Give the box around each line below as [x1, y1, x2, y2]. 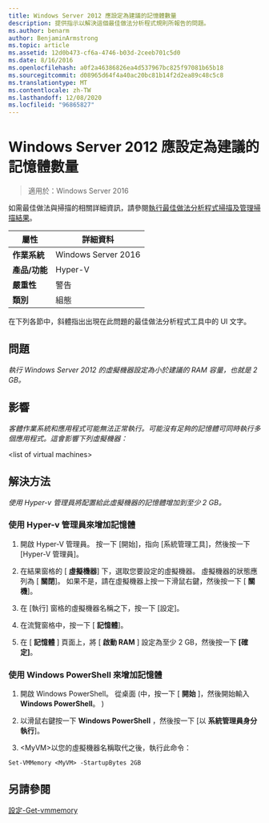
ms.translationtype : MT [8, 78, 88, 86]
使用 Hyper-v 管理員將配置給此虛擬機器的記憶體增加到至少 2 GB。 [8, 497, 226, 507]
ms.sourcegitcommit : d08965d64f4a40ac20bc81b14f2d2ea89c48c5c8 [8, 71, 224, 79]
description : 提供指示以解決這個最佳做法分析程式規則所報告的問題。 [8, 19, 211, 27]
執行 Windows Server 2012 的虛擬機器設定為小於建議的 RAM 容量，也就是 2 [8, 365, 258, 375]
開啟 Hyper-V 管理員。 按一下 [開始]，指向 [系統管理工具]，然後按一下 [19, 539, 251, 548]
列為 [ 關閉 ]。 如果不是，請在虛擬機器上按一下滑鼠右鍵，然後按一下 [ [19, 576, 247, 585]
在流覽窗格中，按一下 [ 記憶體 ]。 [19, 620, 128, 629]
